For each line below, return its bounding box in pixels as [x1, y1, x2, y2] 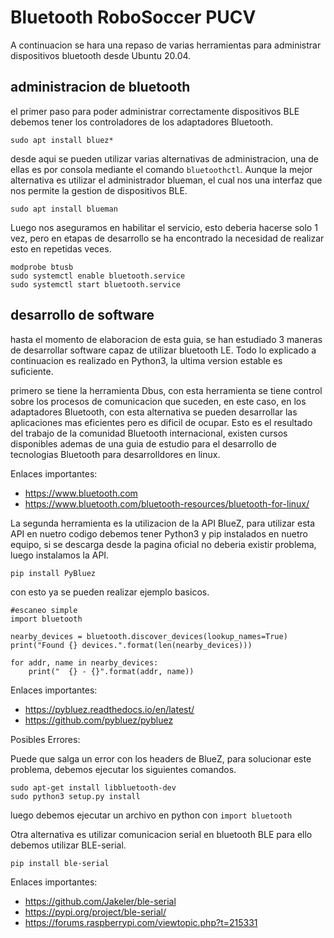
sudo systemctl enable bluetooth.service [10, 271, 186, 281]
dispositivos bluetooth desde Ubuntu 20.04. [10, 49, 192, 61]
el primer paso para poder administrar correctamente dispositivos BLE [10, 105, 300, 117]
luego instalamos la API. [10, 549, 110, 561]
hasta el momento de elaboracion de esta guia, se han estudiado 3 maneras [10, 333, 323, 345]
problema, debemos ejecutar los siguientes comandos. [10, 763, 237, 775]
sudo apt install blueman [10, 204, 118, 214]
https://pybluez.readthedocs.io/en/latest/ [24, 703, 195, 715]
